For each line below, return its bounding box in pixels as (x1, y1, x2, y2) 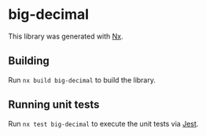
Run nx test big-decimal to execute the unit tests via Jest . (8, 119, 199, 128)
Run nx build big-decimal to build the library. (8, 75, 156, 84)
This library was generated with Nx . (8, 31, 123, 41)
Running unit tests (8, 98, 100, 112)
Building (8, 54, 50, 68)
